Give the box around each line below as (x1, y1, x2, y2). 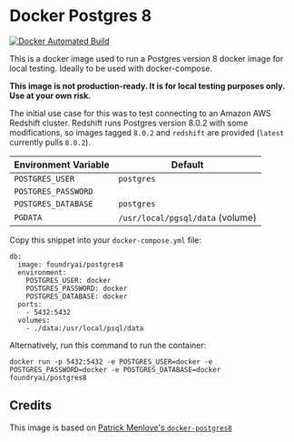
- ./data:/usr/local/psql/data (25, 324, 144, 333)
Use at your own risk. (9, 90, 92, 101)
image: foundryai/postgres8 (17, 260, 124, 269)
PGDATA (14, 212, 43, 223)
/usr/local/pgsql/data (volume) (117, 211, 257, 224)
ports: (17, 299, 43, 309)
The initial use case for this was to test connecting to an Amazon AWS (9, 107, 272, 118)
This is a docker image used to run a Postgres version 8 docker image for (9, 53, 284, 64)
